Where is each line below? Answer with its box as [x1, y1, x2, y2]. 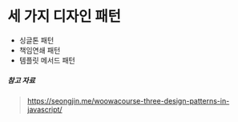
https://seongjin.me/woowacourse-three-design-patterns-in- [26, 96, 230, 105]
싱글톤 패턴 [18, 35, 54, 45]
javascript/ [26, 104, 63, 114]
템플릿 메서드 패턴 [18, 55, 75, 65]
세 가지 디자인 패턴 [7, 7, 121, 26]
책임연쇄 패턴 [18, 45, 61, 55]
